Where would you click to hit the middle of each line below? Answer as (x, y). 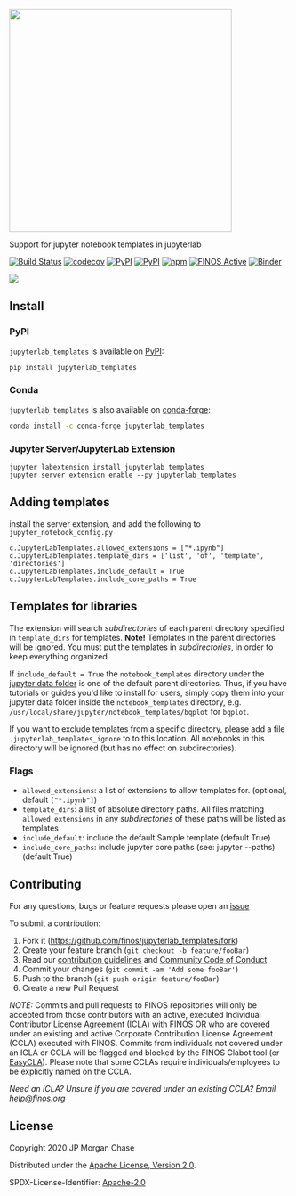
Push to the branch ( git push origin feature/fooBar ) (120, 978)
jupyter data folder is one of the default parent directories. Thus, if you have (148, 683)
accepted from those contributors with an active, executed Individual (135, 1014)
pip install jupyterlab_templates (73, 367)
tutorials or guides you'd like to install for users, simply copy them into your (147, 692)
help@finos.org (37, 1098)
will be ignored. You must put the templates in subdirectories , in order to (141, 647)
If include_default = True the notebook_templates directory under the (137, 674)
